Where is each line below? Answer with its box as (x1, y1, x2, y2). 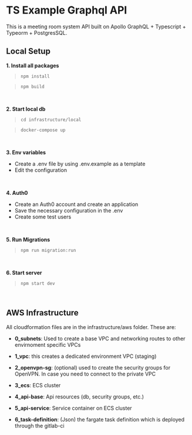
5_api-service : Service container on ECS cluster (14, 404, 132, 411)
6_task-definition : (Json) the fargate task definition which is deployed (14, 416, 185, 423)
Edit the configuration (14, 166, 68, 174)
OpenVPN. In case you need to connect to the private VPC (14, 370, 156, 377)
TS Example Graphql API (6, 4, 127, 17)
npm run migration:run (20, 247, 76, 253)
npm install (20, 73, 50, 79)
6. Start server (6, 269, 42, 276)
